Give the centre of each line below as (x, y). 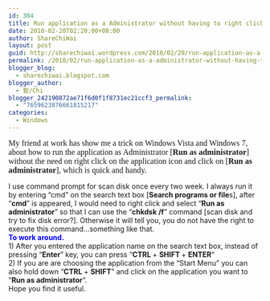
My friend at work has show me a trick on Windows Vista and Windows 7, (128, 143)
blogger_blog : (32, 68)
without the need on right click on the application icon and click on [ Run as (131, 161)
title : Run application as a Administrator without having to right (125, 23)
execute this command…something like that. (82, 229)
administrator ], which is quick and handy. (78, 170)
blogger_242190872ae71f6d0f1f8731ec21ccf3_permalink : (100, 98)
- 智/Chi (30, 90)
